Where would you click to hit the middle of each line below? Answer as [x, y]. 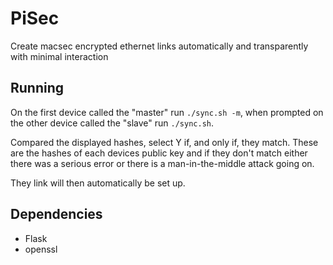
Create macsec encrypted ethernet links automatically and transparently [159, 46]
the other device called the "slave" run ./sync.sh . [112, 123]
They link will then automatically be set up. [98, 183]
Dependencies [56, 214]
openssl [41, 249]
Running [37, 88]
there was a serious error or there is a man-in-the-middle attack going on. [162, 163]
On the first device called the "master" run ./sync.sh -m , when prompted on [167, 112]
